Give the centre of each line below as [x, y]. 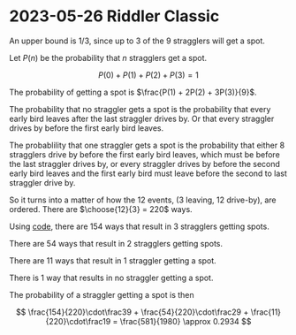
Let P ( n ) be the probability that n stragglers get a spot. [108, 57]
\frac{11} [266, 312]
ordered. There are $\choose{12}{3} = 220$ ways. [101, 209]
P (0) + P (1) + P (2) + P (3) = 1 [148, 75]
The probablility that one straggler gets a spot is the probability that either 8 [147, 145]
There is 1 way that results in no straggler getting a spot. [111, 278]
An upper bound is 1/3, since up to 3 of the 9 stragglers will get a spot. [137, 41]
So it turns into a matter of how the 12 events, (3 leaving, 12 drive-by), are [143, 200]
